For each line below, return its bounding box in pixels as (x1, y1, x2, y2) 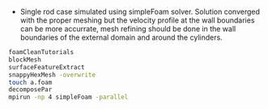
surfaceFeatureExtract (8, 63, 85, 71)
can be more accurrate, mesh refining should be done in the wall (19, 24, 236, 33)
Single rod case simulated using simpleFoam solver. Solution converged (19, 7, 261, 16)
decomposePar (8, 86, 53, 94)
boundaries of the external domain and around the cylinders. (19, 32, 223, 42)
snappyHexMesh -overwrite (8, 70, 96, 79)
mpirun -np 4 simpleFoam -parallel (8, 93, 129, 102)
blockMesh (8, 56, 42, 64)
